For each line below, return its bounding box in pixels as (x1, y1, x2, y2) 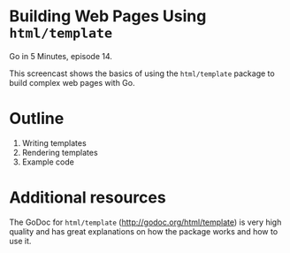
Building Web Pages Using (9, 6, 207, 27)
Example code (21, 157, 75, 167)
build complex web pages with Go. (9, 77, 135, 88)
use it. (9, 235, 32, 246)
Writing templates (21, 137, 87, 148)
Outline (9, 109, 65, 129)
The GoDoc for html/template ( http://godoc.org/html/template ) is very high (9, 217, 282, 227)
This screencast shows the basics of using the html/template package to (9, 68, 276, 79)
